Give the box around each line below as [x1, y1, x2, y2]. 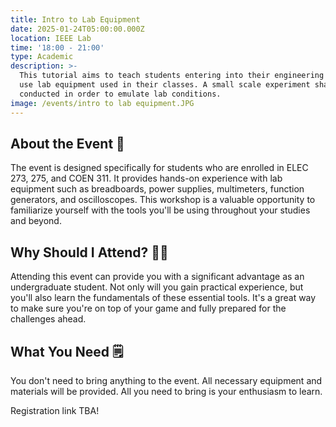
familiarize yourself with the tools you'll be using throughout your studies [10, 204, 311, 216]
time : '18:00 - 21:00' [10, 42, 105, 53]
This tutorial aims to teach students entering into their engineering [19, 71, 325, 81]
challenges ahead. [10, 313, 87, 325]
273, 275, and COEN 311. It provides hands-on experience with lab [10, 172, 283, 185]
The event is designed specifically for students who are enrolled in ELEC [10, 162, 309, 174]
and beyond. [10, 215, 62, 227]
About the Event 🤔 [10, 135, 125, 152]
